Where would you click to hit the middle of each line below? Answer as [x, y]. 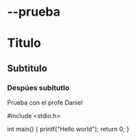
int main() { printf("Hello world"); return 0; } [68, 129]
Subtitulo [27, 68]
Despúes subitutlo [38, 87]
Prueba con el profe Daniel [45, 102]
